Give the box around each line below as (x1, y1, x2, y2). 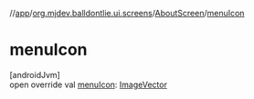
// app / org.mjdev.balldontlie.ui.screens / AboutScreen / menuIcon (9, 8, 245, 18)
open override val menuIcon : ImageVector (9, 79, 167, 90)
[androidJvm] (9, 69, 61, 80)
